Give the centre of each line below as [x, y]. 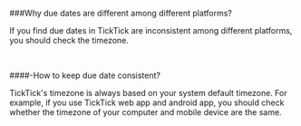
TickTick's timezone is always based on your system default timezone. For [148, 93]
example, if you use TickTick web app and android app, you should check [147, 102]
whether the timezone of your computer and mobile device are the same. [146, 112]
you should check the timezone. [69, 40]
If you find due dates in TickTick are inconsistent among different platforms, [151, 30]
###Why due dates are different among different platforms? [121, 13]
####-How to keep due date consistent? [85, 75]
